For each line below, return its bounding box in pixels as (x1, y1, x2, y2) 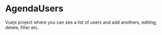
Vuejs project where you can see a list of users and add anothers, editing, (5, 19, 157, 25)
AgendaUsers (5, 3, 63, 14)
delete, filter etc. (5, 24, 39, 30)
